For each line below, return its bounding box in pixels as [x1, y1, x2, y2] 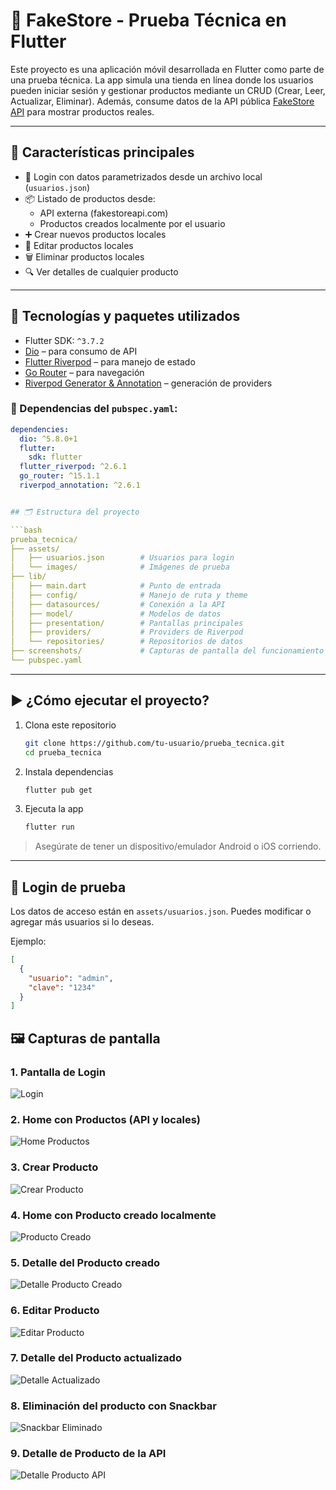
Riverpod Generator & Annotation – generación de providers [24, 377, 273, 389]
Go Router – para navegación [24, 366, 145, 378]
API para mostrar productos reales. [10, 105, 155, 118]
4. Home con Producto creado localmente [10, 1208, 217, 1222]
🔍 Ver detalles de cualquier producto [24, 265, 179, 278]
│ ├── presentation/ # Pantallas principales [10, 618, 244, 628]
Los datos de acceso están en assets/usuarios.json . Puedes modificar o [10, 905, 312, 918]
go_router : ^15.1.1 [19, 471, 101, 481]
